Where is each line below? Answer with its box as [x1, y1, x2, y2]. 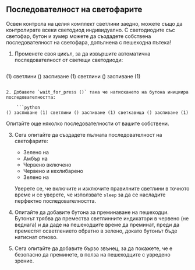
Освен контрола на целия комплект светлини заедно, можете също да [6, 20, 183, 27]
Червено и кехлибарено [23, 167, 83, 174]
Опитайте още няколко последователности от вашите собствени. [6, 120, 169, 127]
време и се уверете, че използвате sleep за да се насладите [14, 191, 166, 198]
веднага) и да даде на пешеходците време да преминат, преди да [14, 221, 180, 228]
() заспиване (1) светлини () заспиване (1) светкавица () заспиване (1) [6, 109, 189, 116]
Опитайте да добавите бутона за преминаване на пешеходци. [14, 209, 169, 216]
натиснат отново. [14, 233, 58, 240]
